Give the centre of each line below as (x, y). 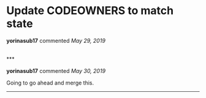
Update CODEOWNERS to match (90, 11)
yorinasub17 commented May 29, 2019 (56, 40)
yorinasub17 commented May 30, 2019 (56, 70)
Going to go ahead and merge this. (50, 83)
